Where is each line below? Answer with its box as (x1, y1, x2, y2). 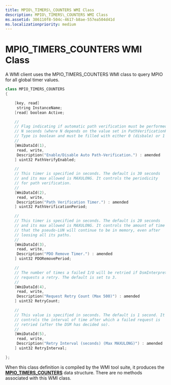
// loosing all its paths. (14, 233, 72, 238)
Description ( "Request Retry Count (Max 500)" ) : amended (16, 294, 140, 299)
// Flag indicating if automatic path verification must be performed (14, 124, 167, 129)
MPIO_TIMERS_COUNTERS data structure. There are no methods (5, 369, 142, 375)
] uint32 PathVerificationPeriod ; (14, 204, 88, 210)
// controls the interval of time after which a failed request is (14, 317, 160, 322)
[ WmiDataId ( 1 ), (14, 143, 47, 148)
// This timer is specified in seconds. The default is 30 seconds (14, 171, 160, 176)
